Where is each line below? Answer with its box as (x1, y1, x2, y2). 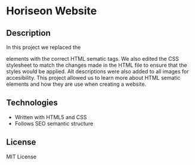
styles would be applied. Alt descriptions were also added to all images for (6, 68, 189, 75)
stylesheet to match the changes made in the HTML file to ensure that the (6, 61, 187, 69)
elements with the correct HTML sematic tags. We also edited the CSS (6, 55, 179, 62)
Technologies (6, 98, 58, 108)
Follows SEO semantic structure (14, 120, 94, 127)
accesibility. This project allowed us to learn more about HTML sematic (6, 74, 181, 81)
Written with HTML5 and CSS (14, 113, 88, 120)
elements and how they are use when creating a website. (6, 80, 147, 88)
